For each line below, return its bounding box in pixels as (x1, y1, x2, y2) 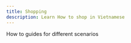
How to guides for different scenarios (6, 30, 99, 37)
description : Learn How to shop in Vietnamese (6, 14, 125, 20)
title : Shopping (6, 8, 47, 15)
